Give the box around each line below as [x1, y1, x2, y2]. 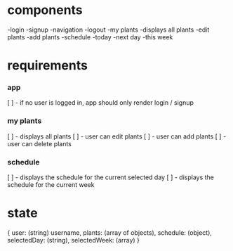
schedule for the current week [7, 181, 95, 189]
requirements [7, 58, 88, 74]
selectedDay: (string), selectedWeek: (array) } [7, 236, 140, 244]
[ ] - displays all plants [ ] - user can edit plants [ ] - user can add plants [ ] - [7, 132, 227, 141]
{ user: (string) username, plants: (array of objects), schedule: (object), [7, 228, 213, 237]
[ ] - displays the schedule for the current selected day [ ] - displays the [7, 173, 214, 181]
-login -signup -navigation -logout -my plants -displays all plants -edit [7, 25, 210, 34]
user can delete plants [7, 139, 72, 148]
